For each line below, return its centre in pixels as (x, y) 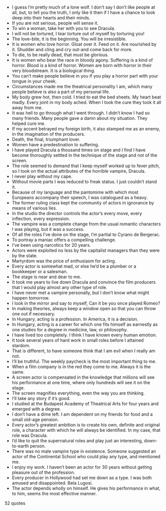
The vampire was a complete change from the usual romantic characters (86, 224)
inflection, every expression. (41, 219)
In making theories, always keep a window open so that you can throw (84, 308)
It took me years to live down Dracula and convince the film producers (84, 282)
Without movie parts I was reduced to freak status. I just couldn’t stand (84, 182)
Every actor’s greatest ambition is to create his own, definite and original (86, 425)
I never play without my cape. (42, 176)
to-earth (20, 446)
